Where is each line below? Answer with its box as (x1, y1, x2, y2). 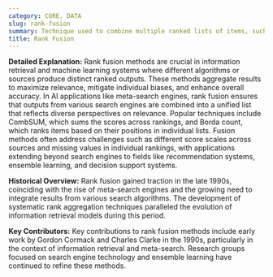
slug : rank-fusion (8, 19, 71, 28)
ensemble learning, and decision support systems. (8, 160, 178, 171)
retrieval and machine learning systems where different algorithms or (8, 66, 240, 76)
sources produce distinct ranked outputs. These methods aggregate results (8, 74, 262, 84)
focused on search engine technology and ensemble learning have (8, 253, 232, 262)
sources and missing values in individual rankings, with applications (8, 143, 236, 153)
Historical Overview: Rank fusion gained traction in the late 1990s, (8, 176, 232, 186)
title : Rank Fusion (8, 34, 75, 43)
